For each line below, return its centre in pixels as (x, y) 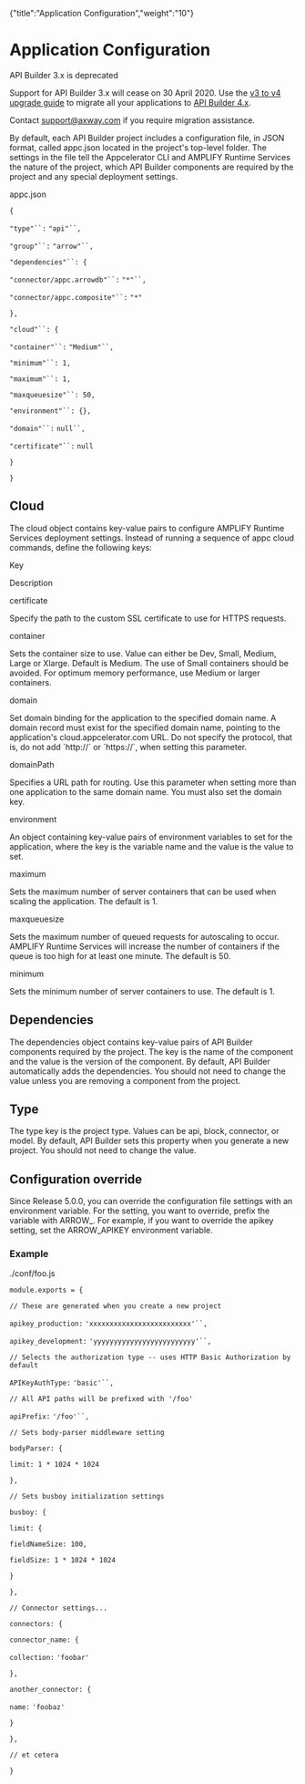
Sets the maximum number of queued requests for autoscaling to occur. (144, 936)
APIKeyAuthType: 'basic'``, (61, 1383)
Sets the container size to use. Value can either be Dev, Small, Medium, (143, 653)
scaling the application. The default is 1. (84, 901)
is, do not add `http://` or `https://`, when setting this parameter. (128, 747)
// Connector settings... (58, 1608)
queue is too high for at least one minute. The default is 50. (120, 955)
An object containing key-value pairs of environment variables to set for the (151, 837)
